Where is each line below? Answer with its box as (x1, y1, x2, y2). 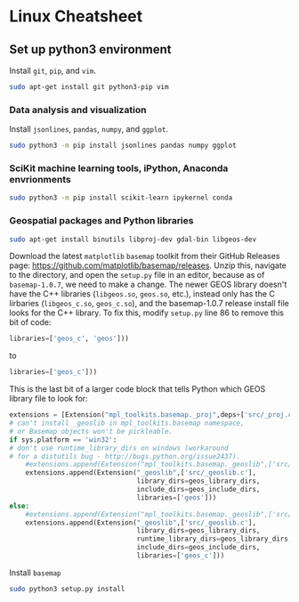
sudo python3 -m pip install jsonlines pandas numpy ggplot (9, 141, 238, 150)
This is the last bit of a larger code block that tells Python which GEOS (9, 384, 266, 395)
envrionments (9, 173, 71, 185)
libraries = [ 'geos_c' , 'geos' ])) (9, 334, 129, 344)
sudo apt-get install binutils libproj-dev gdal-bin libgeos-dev (9, 234, 256, 244)
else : (9, 501, 29, 510)
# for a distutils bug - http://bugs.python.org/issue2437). (9, 451, 241, 460)
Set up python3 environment (9, 42, 172, 57)
